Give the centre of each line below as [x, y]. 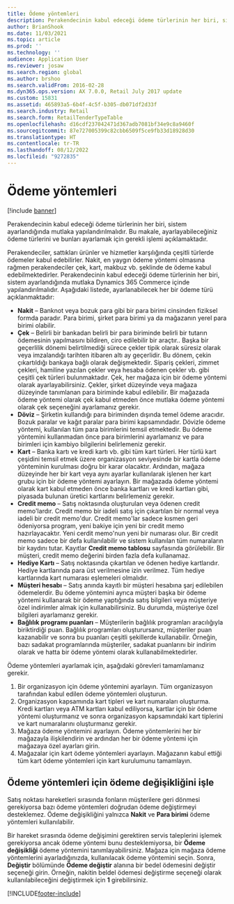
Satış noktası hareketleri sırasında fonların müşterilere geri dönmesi [104, 799]
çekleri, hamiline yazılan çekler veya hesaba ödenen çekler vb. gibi [113, 370]
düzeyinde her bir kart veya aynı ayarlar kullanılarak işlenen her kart [114, 474]
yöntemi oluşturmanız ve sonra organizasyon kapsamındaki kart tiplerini [120, 716]
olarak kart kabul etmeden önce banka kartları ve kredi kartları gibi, [114, 488]
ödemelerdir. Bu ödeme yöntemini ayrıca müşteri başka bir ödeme [112, 592]
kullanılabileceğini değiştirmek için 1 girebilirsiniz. [78, 880]
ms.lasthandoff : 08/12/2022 [48, 150]
